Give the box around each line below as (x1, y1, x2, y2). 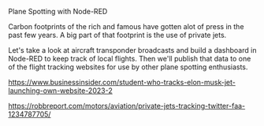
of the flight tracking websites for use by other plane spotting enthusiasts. (8, 62, 248, 72)
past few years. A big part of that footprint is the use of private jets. (8, 31, 227, 39)
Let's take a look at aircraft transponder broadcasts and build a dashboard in (8, 46, 257, 54)
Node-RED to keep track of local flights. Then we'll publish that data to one (8, 54, 251, 63)
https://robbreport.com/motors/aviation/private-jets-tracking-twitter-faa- (8, 102, 246, 110)
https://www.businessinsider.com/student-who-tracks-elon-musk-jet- (8, 78, 236, 87)
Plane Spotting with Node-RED (8, 7, 108, 16)
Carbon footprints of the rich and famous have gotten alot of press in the (8, 22, 244, 31)
